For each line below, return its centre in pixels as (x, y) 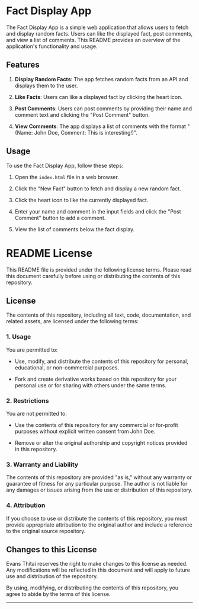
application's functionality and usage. (52, 46)
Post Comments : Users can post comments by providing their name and (103, 109)
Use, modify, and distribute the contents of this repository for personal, (101, 361)
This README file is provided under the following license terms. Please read (99, 270)
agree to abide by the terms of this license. (58, 594)
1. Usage (19, 337)
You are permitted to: (32, 350)
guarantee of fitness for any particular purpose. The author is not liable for (97, 484)
